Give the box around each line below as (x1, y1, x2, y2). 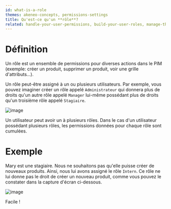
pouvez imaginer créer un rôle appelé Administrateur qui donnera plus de (5, 87, 160, 93)
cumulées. (5, 128, 27, 134)
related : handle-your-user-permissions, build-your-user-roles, (5, 21, 145, 27)
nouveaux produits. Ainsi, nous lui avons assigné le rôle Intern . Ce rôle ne (5, 168, 161, 174)
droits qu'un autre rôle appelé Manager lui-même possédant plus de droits (5, 92, 159, 98)
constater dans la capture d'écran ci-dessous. (5, 179, 102, 185)
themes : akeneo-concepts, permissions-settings (5, 12, 108, 17)
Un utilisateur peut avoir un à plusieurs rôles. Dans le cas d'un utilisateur (5, 117, 157, 123)
